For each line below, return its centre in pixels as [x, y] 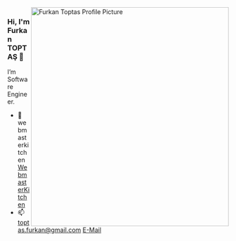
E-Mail [92, 230]
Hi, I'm [19, 22]
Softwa [18, 79]
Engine [18, 95]
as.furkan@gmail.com [49, 230]
